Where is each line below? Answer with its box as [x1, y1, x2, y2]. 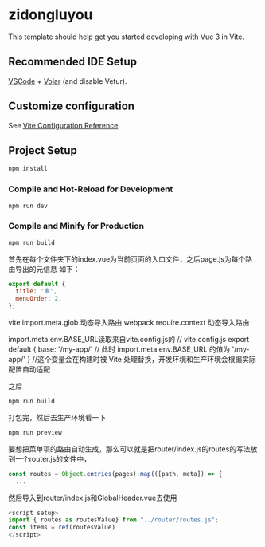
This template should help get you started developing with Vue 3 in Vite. [8, 32, 245, 41]
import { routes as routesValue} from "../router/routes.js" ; [8, 516, 219, 524]
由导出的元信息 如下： [8, 264, 80, 273]
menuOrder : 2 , [15, 295, 62, 303]
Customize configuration [8, 100, 135, 113]
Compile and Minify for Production [8, 221, 145, 232]
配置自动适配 [8, 364, 50, 374]
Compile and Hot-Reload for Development [8, 183, 173, 195]
